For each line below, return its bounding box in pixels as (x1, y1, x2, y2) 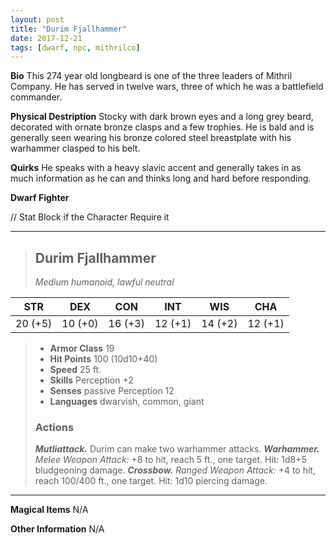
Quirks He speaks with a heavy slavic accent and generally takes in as (10, 162, 302, 174)
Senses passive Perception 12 (49, 385, 175, 397)
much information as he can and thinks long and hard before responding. (10, 172, 312, 185)
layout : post (10, 14, 65, 25)
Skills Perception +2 (49, 374, 134, 386)
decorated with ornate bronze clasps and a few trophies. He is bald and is (10, 121, 315, 133)
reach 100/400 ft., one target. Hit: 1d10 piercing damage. (34, 475, 268, 487)
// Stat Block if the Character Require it (10, 211, 170, 223)
